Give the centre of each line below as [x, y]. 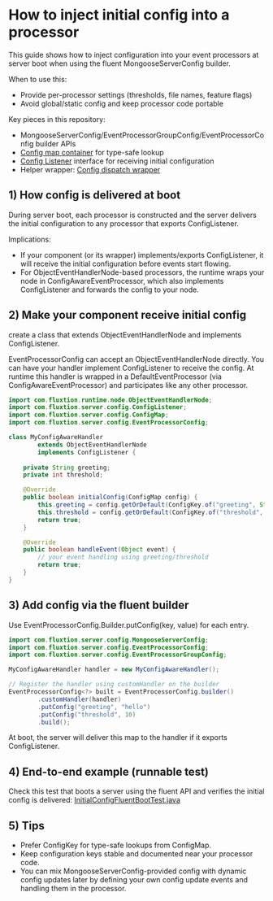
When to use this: [38, 79]
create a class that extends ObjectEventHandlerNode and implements [125, 334]
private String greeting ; [67, 468]
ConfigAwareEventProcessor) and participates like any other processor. [128, 385]
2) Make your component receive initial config [127, 315]
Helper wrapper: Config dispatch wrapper [90, 169]
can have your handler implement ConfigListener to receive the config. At [131, 368]
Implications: [30, 239]
